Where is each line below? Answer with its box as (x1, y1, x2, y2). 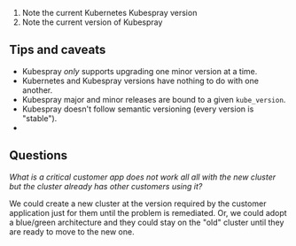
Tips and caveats (9, 42, 106, 58)
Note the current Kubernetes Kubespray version (21, 8, 198, 18)
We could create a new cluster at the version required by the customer (9, 198, 267, 209)
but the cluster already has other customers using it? (9, 181, 203, 191)
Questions (9, 148, 68, 163)
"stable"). (21, 112, 58, 123)
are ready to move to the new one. (9, 226, 135, 237)
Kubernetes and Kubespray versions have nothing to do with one (21, 75, 260, 86)
